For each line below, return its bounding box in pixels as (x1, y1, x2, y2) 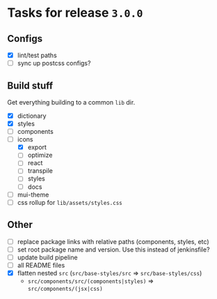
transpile (27, 167, 54, 175)
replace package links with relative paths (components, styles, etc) (17, 237, 210, 245)
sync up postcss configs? (17, 59, 91, 68)
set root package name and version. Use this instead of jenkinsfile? (17, 245, 210, 254)
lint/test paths (17, 51, 57, 59)
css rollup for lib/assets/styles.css (17, 198, 123, 206)
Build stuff (7, 79, 54, 91)
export (27, 143, 47, 151)
